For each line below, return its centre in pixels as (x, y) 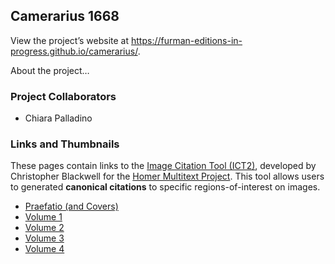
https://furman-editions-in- (187, 40)
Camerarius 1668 (65, 16)
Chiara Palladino (58, 118)
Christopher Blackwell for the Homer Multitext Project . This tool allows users (167, 176)
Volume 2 (44, 228)
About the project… (50, 70)
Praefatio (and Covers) (71, 206)
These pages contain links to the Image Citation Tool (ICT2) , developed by (163, 166)
